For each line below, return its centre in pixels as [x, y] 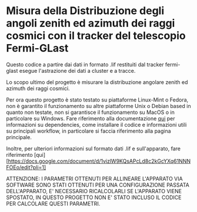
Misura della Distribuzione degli [85, 11]
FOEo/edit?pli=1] [26, 167]
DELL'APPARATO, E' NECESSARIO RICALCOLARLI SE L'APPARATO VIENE [94, 191]
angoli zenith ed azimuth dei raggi [91, 23]
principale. [19, 137]
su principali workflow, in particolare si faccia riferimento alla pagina [89, 131]
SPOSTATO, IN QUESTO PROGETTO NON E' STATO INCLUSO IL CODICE [94, 197]
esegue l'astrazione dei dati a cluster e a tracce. [77, 70]
